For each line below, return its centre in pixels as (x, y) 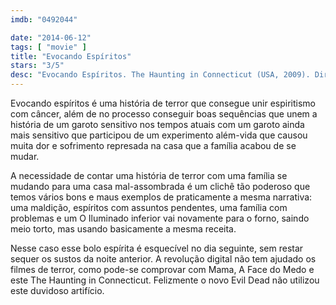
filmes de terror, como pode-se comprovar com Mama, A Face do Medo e (162, 269)
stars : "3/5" (37, 66)
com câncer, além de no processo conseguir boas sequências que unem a (164, 114)
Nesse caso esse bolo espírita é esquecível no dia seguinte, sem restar (157, 248)
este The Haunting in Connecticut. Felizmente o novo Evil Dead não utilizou (165, 280)
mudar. (25, 156)
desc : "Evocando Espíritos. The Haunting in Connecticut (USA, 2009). (160, 75)
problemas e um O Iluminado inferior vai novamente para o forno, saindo (160, 218)
